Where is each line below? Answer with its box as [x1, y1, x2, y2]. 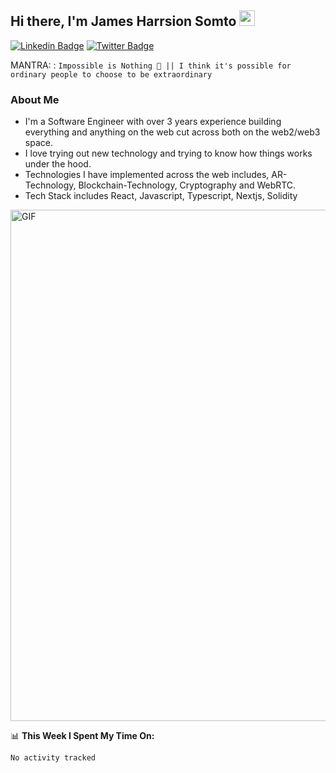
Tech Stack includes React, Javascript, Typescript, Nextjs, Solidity [24, 190, 298, 202]
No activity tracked [10, 753, 97, 763]
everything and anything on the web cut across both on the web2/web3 [24, 126, 321, 138]
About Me [10, 92, 60, 106]
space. [24, 137, 53, 149]
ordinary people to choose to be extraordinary [10, 69, 213, 80]
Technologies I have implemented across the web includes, [24, 169, 270, 181]
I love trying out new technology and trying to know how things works [24, 147, 313, 160]
